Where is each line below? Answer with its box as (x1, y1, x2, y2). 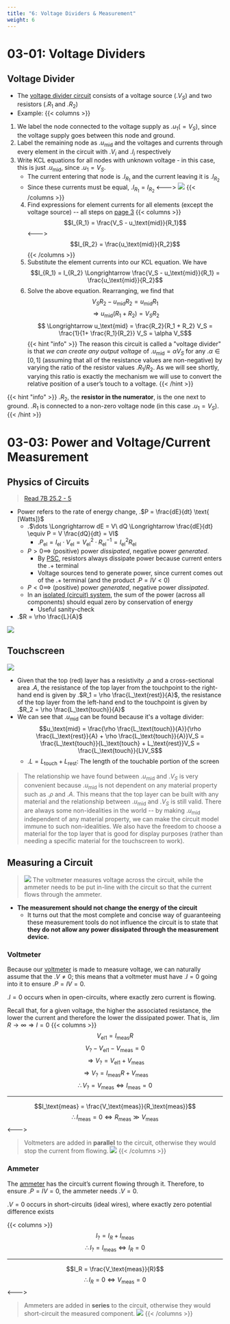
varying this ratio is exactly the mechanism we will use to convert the (27, 372, 222, 380)
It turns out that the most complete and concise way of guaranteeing (27, 911, 221, 919)
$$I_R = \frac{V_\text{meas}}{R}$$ (66, 1265, 164, 1273)
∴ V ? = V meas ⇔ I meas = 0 (77, 1081, 153, 1091)
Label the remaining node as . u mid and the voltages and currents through (16, 138, 223, 148)
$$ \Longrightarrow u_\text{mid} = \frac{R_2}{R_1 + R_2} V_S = (37, 322, 214, 330)
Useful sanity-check (37, 605, 94, 613)
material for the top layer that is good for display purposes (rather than (23, 829, 223, 838)
